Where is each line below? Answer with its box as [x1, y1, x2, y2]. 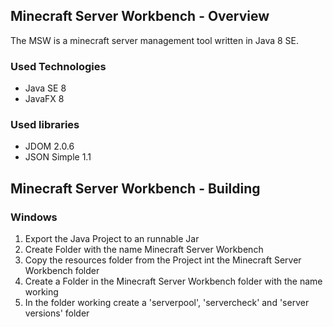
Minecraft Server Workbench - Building [10, 180, 261, 197]
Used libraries [10, 118, 80, 132]
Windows [10, 210, 58, 224]
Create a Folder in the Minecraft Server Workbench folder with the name [24, 275, 323, 288]
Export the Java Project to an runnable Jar [24, 233, 200, 245]
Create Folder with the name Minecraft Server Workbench [24, 244, 264, 256]
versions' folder [24, 307, 90, 319]
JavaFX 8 [24, 93, 65, 105]
